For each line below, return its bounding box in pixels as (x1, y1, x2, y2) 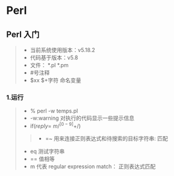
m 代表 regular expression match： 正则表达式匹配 (30, 163, 156, 170)
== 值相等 (30, 155, 56, 162)
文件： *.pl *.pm (30, 62, 69, 68)
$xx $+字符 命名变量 (30, 77, 82, 83)
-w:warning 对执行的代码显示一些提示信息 (30, 114, 135, 122)
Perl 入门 (6, 29, 40, 39)
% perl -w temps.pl (30, 107, 79, 115)
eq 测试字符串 (30, 148, 65, 155)
